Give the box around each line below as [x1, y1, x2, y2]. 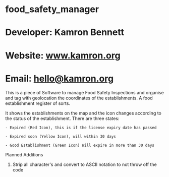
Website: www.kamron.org [5, 49, 121, 61]
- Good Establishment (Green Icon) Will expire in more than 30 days [5, 143, 155, 148]
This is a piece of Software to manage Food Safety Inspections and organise [5, 89, 164, 95]
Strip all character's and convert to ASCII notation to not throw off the [12, 161, 157, 167]
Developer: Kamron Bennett [5, 27, 125, 38]
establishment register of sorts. [5, 100, 71, 106]
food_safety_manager [5, 4, 99, 15]
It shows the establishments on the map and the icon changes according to [5, 110, 161, 116]
